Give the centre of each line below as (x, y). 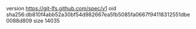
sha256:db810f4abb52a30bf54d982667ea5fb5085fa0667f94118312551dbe (98, 14)
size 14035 (47, 21)
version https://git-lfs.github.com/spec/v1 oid (61, 8)
